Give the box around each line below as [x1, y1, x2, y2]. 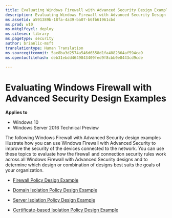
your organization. [5, 167, 44, 173]
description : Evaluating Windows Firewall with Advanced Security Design [5, 12, 166, 17]
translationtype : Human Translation [5, 46, 83, 51]
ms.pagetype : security [5, 36, 54, 41]
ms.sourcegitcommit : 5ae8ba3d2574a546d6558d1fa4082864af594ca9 [5, 50, 143, 55]
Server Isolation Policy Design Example [12, 197, 96, 203]
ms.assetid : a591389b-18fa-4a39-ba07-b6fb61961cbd [5, 17, 116, 22]
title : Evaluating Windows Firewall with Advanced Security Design [5, 7, 153, 13]
